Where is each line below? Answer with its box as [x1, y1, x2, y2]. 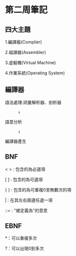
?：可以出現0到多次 [5, 246, 44, 252]
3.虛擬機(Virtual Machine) [5, 60, 56, 66]
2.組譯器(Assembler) [5, 50, 46, 55]
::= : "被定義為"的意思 [5, 207, 48, 213]
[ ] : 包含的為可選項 [5, 176, 43, 182]
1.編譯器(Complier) [5, 39, 42, 45]
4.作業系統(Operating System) [5, 70, 65, 76]
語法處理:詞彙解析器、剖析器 [5, 99, 62, 105]
